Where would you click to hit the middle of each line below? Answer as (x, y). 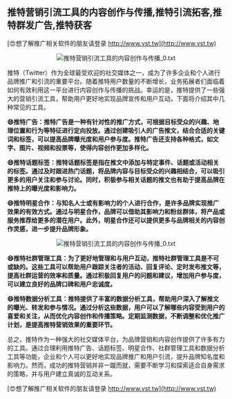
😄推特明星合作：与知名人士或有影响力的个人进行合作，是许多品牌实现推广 (113, 203)
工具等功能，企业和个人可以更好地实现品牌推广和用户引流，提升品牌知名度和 (116, 356)
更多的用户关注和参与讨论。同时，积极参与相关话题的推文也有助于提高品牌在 (116, 179)
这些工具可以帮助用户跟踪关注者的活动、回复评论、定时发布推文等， (128, 266)
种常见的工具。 (28, 107)
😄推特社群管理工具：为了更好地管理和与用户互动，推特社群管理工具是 (107, 258)
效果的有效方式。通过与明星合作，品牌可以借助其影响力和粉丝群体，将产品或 (116, 211)
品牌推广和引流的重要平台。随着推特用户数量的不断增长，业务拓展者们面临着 (116, 81)
